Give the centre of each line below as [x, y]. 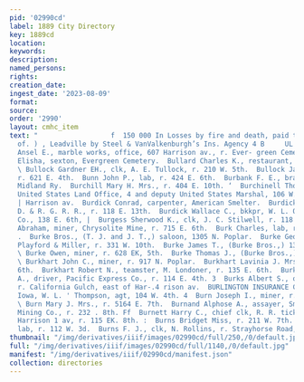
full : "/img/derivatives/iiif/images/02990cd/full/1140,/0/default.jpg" [149, 346]
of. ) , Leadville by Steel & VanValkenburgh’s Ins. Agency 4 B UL [156, 144]
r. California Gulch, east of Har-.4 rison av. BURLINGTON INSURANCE [153, 287]
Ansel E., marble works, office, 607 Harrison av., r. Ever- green [147, 152]
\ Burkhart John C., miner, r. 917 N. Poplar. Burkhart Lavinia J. [149, 262]
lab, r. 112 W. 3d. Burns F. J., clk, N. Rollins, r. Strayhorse [145, 329]
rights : [24, 77]
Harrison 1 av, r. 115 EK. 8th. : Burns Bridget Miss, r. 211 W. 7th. [156, 321]
